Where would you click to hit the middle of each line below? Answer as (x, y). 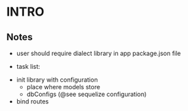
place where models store (63, 87)
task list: (28, 66)
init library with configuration (57, 80)
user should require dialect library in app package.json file (98, 53)
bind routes (33, 101)
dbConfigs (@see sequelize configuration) (86, 94)
